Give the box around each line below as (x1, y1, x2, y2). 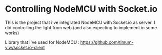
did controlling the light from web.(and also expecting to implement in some (5, 24, 157, 30)
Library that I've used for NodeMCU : (5, 39, 80, 45)
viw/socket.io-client (5, 44, 45, 50)
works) (5, 30, 20, 36)
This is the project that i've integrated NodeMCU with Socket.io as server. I (5, 19, 155, 25)
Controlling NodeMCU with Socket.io (5, 3, 158, 15)
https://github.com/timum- (80, 39, 134, 45)
